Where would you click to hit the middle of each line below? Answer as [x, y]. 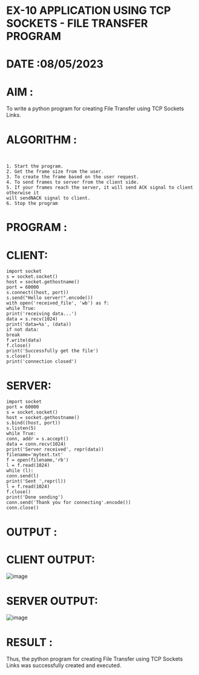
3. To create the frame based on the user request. [73, 177]
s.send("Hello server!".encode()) [50, 298]
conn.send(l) [23, 476]
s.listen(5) [21, 428]
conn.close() [23, 508]
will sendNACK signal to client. [48, 198]
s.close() [19, 356]
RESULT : [30, 642]
